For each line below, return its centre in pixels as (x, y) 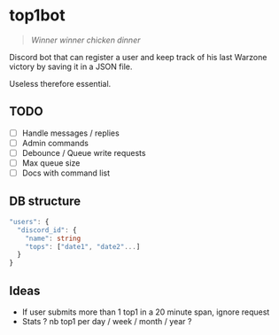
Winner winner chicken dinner (85, 40)
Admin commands (55, 143)
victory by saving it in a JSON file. (71, 66)
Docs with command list (66, 173)
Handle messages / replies (70, 133)
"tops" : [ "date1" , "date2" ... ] (83, 246)
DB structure (45, 202)
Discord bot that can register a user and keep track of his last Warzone (138, 57)
